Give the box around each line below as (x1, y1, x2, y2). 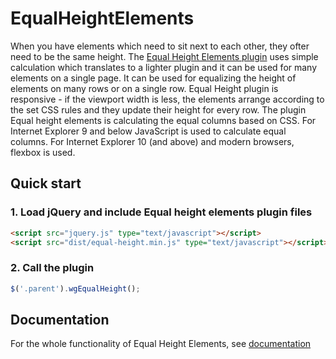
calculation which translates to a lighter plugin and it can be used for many (10, 61, 318, 73)
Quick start (10, 175, 82, 192)
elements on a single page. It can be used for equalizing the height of (10, 72, 297, 84)
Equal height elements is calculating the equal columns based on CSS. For (10, 114, 317, 126)
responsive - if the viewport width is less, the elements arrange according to (10, 93, 325, 105)
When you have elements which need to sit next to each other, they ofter (10, 40, 310, 52)
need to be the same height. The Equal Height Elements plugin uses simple (10, 50, 319, 62)
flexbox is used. (10, 146, 76, 158)
